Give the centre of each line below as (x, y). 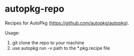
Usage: (12, 33)
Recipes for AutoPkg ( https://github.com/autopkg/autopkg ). (67, 23)
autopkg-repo (35, 9)
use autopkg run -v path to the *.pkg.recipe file (61, 48)
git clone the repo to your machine (48, 43)
